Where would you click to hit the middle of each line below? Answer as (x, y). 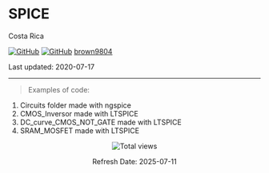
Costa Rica (26, 36)
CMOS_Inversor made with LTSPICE (79, 113)
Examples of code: (59, 89)
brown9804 (93, 51)
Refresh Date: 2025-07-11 (134, 161)
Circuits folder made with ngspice (76, 105)
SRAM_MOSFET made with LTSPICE (80, 130)
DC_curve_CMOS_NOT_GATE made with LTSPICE (101, 122)
